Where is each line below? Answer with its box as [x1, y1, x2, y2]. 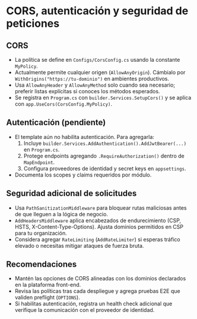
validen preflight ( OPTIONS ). [14, 294, 80, 301]
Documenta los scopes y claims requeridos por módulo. [14, 171, 152, 178]
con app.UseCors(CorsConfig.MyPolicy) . [14, 100, 113, 108]
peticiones [6, 17, 60, 30]
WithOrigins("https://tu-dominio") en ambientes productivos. [14, 75, 170, 82]
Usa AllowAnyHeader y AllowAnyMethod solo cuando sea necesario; [14, 81, 176, 89]
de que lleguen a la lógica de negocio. [14, 210, 109, 217]
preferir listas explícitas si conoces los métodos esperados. [14, 88, 160, 94]
